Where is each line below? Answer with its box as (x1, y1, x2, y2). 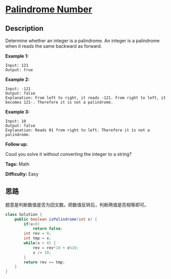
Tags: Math (5, 161, 30, 167)
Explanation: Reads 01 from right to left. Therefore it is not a (5, 128, 150, 133)
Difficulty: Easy (5, 171, 39, 177)
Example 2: (5, 76, 30, 83)
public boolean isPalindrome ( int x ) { (14, 216, 97, 222)
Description (5, 24, 44, 33)
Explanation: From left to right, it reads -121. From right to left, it (5, 95, 166, 101)
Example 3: (5, 109, 30, 115)
